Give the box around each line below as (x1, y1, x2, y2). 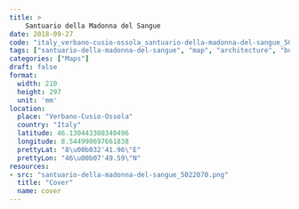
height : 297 (17, 87, 62, 96)
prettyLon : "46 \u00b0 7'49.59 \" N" (17, 153, 141, 163)
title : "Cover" (17, 179, 74, 188)
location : (9, 104, 46, 113)
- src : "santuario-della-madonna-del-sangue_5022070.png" (9, 170, 229, 179)
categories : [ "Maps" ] (9, 54, 90, 63)
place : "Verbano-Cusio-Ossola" (17, 112, 133, 121)
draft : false (9, 63, 58, 72)
